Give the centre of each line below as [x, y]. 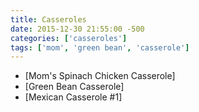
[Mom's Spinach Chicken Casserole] [100, 76]
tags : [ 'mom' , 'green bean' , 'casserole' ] [100, 47]
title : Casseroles [48, 19]
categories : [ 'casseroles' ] [69, 38]
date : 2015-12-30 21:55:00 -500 [77, 29]
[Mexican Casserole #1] [73, 97]
